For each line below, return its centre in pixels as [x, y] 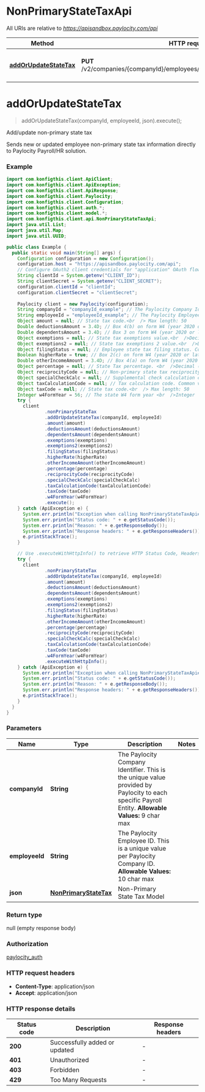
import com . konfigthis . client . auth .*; [56, 208]
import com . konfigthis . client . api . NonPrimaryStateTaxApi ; [81, 219]
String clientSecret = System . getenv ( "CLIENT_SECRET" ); [90, 281]
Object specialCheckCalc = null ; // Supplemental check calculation [106, 378]
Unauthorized [70, 1060]
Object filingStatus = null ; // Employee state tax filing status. [105, 350]
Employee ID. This [144, 840]
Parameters [24, 728]
